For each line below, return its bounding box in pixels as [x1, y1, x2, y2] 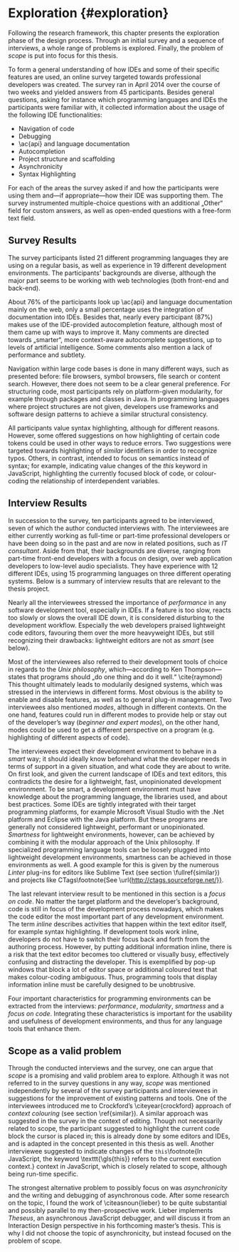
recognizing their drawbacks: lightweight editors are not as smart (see [8, 636, 214, 644]
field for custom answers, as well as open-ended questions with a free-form [8, 206, 231, 214]
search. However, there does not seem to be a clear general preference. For [8, 379, 230, 388]
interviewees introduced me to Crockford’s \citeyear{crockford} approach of [8, 1102, 232, 1110]
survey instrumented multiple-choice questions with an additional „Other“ [8, 198, 223, 207]
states [8, 672, 26, 681]
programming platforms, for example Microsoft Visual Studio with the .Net [8, 807, 225, 816]
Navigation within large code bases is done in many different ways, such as [8, 364, 229, 373]
